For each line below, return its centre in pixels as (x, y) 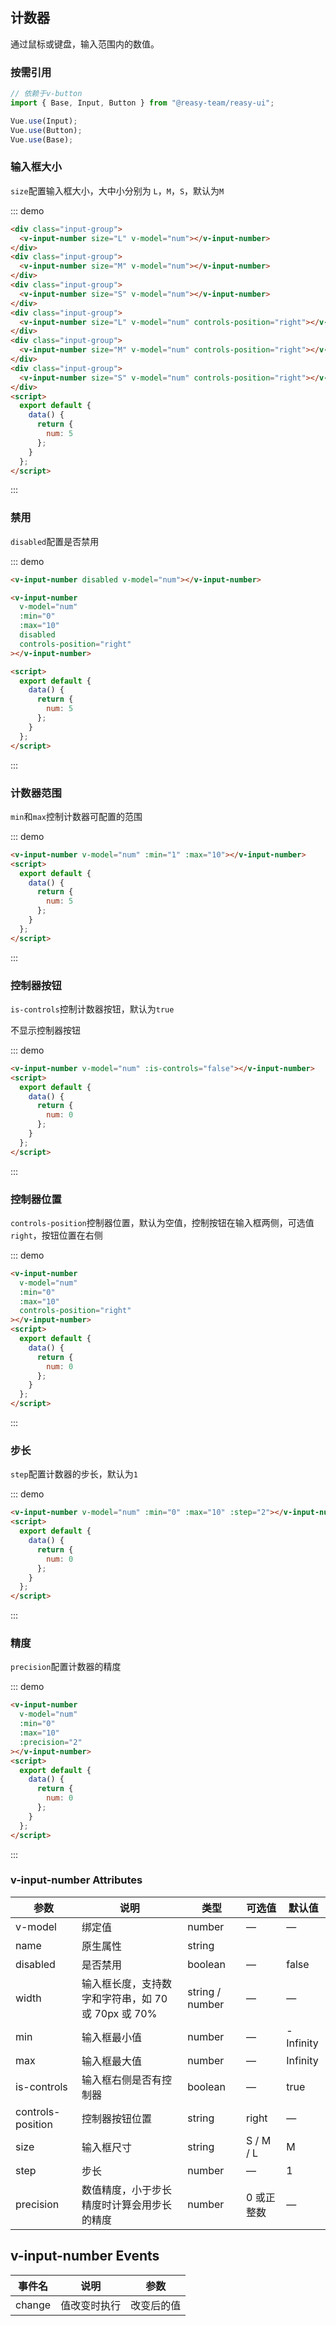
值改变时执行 (91, 2305)
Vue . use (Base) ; (42, 139)
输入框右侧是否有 (122, 2080)
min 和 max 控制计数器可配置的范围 (76, 816)
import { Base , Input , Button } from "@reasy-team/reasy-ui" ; (142, 103)
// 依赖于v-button (46, 94)
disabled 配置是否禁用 (55, 541)
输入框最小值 (112, 2037)
